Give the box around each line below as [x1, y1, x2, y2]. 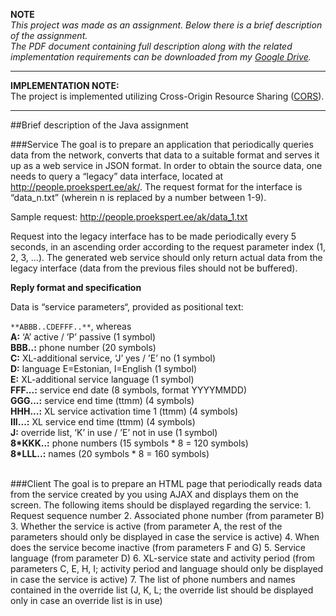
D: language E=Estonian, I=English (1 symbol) [10, 363, 198, 374]
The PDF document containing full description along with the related [10, 40, 293, 52]
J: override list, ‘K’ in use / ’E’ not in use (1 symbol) [10, 427, 218, 438]
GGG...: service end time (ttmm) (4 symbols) [10, 395, 195, 406]
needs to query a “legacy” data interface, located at [10, 170, 224, 182]
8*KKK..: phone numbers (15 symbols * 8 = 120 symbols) [10, 437, 249, 449]
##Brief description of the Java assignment [10, 119, 189, 131]
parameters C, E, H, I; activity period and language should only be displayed [10, 563, 324, 574]
